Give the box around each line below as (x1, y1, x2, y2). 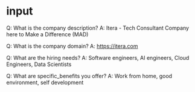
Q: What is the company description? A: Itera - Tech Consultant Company (6, 24, 189, 31)
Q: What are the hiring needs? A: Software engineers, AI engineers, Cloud (6, 54, 190, 61)
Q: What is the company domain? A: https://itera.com (6, 42, 138, 50)
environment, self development (6, 79, 84, 86)
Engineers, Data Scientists (6, 61, 72, 68)
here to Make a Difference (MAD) (6, 30, 89, 38)
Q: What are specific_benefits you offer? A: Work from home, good (6, 72, 173, 79)
